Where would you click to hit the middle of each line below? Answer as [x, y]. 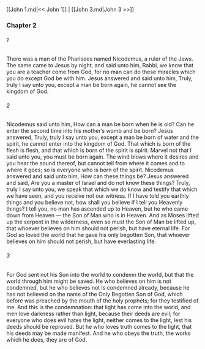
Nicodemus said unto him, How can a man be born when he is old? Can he [100, 124]
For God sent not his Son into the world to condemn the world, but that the [100, 274]
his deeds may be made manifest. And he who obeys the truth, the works [99, 333]
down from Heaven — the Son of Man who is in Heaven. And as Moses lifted [103, 216]
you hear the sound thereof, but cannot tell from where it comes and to [96, 163]
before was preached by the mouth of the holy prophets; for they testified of [102, 301]
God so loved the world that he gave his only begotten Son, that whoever [99, 235]
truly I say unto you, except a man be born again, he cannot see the [91, 85]
